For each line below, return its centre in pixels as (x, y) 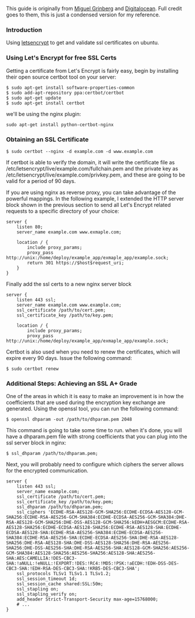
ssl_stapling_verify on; (47, 595)
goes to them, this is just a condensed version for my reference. (83, 15)
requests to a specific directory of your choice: (63, 211)
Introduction (24, 30)
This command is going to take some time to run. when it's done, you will (94, 430)
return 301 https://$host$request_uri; (76, 263)
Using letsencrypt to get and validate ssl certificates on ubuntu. (83, 43)
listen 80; (30, 227)
